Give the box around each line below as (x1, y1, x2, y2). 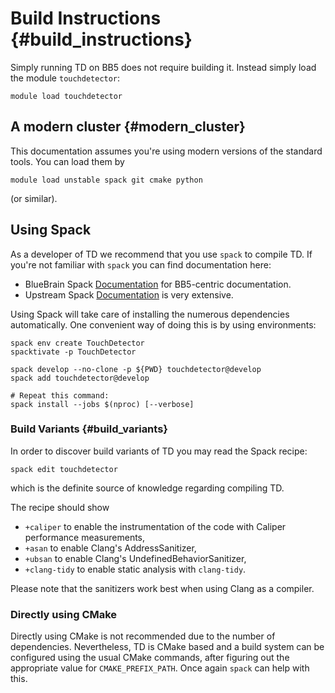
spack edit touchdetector (10, 464, 118, 474)
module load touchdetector (10, 91, 123, 101)
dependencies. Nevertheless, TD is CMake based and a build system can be (10, 641, 325, 653)
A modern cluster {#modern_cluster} (10, 118, 246, 136)
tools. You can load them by (10, 155, 125, 167)
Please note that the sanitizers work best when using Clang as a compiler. (10, 582, 315, 594)
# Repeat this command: (10, 390, 110, 401)
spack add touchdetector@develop (10, 373, 150, 383)
